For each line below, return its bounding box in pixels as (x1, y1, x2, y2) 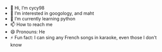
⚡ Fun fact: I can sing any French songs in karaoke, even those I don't (10, 35, 157, 40)
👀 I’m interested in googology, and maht (10, 10, 95, 16)
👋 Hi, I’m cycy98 (10, 5, 45, 11)
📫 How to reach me (10, 21, 53, 28)
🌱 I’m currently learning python (10, 16, 76, 21)
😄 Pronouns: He (10, 29, 45, 35)
